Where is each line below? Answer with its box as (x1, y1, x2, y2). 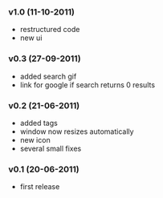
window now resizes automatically (19, 127, 134, 136)
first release (19, 182, 60, 192)
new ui (19, 33, 43, 42)
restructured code (19, 25, 80, 34)
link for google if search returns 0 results (19, 79, 155, 90)
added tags (19, 118, 58, 127)
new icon (19, 135, 51, 144)
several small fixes (19, 143, 82, 153)
